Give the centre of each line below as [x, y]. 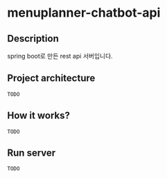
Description [33, 39]
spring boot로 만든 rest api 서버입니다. [60, 56]
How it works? [39, 116]
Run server [32, 153]
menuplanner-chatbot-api [84, 13]
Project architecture [51, 78]
